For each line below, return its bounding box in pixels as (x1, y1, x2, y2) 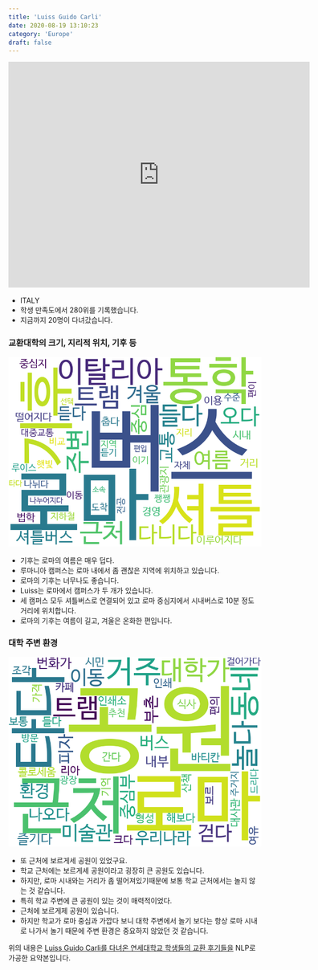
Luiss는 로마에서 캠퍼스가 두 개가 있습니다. (19, 585, 153, 595)
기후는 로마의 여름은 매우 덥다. (19, 555, 115, 565)
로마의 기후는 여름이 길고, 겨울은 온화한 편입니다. (19, 615, 173, 626)
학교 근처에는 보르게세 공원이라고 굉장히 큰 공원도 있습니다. (19, 866, 205, 875)
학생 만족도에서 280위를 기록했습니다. (19, 305, 139, 315)
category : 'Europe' (8, 30, 74, 38)
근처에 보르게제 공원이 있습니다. (19, 906, 119, 915)
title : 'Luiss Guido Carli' (8, 13, 103, 21)
